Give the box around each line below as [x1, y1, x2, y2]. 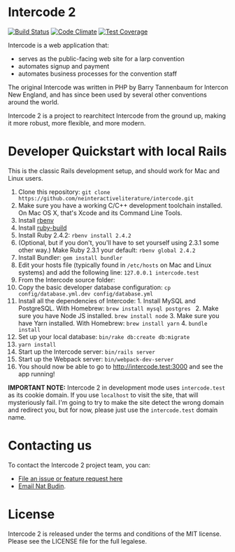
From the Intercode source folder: [17, 275, 115, 284]
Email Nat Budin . [17, 481, 66, 490]
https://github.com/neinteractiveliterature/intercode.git [17, 195, 194, 202]
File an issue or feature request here [17, 474, 123, 483]
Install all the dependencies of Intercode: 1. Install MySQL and [17, 296, 197, 305]
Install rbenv [17, 216, 55, 224]
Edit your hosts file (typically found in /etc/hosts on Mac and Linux [17, 261, 212, 269]
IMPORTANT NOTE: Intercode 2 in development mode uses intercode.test [8, 383, 226, 392]
